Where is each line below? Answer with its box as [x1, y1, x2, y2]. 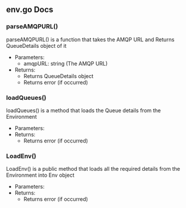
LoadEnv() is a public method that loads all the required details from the [6, 165, 181, 173]
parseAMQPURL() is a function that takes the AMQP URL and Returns [6, 35, 175, 43]
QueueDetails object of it [6, 42, 67, 49]
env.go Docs [6, 5, 54, 15]
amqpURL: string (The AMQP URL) [23, 60, 108, 67]
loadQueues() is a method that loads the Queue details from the [6, 106, 161, 114]
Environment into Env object [6, 171, 75, 179]
